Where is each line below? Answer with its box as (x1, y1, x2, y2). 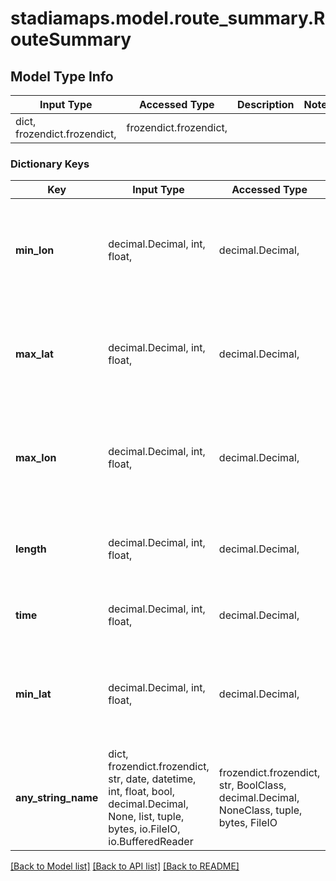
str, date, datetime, (108, 772, 197, 786)
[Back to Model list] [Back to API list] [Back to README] (10, 860, 240, 872)
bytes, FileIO (218, 816, 278, 830)
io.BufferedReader (108, 835, 194, 849)
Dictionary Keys (10, 157, 90, 171)
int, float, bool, (108, 785, 175, 799)
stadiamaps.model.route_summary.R (10, 7, 326, 30)
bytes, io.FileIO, (108, 822, 181, 836)
